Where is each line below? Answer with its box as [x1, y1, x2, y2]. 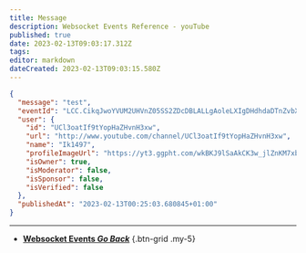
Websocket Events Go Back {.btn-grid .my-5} [22, 234, 196, 244]
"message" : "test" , [17, 98, 92, 107]
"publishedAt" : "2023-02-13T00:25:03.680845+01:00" [17, 200, 219, 209]
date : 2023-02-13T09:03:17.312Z [9, 38, 132, 48]
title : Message [9, 13, 67, 23]
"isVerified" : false [25, 183, 104, 192]
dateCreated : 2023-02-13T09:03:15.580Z [9, 65, 161, 74]
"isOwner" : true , [25, 157, 92, 166]
